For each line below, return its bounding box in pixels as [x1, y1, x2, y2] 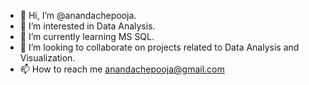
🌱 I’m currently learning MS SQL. [19, 31, 155, 42]
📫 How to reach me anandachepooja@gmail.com [19, 63, 225, 75]
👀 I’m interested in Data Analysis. [19, 20, 156, 32]
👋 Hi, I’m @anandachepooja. [19, 10, 137, 21]
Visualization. [19, 52, 76, 64]
